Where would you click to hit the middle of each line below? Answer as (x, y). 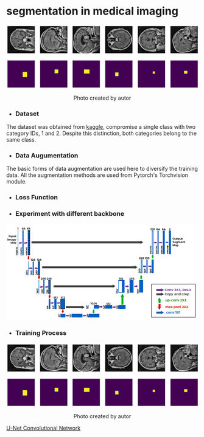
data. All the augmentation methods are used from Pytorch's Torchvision (97, 175)
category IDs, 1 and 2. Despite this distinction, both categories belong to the (101, 133)
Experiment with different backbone (70, 214)
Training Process (41, 333)
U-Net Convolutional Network (44, 428)
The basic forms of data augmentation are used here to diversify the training (102, 169)
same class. (21, 139)
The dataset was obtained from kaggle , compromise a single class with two (101, 126)
